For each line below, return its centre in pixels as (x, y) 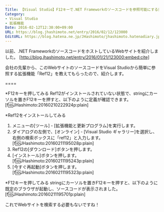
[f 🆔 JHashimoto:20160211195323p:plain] (53, 172)
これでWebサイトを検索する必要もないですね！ (52, 204)
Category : (15, 14)
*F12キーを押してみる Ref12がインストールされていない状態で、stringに (77, 93)
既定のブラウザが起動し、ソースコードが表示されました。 (63, 189)
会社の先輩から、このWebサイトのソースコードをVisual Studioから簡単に (78, 67)
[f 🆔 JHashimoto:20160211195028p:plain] (53, 143)
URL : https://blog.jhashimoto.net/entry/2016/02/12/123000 (66, 32)
